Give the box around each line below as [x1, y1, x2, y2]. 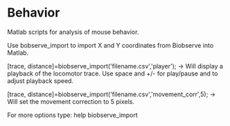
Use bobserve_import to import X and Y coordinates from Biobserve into [7, 41, 214, 49]
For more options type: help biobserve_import [7, 111, 139, 119]
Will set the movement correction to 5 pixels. [7, 97, 135, 105]
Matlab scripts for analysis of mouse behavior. [7, 28, 139, 36]
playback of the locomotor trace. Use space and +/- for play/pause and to [7, 69, 218, 78]
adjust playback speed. [7, 76, 74, 84]
